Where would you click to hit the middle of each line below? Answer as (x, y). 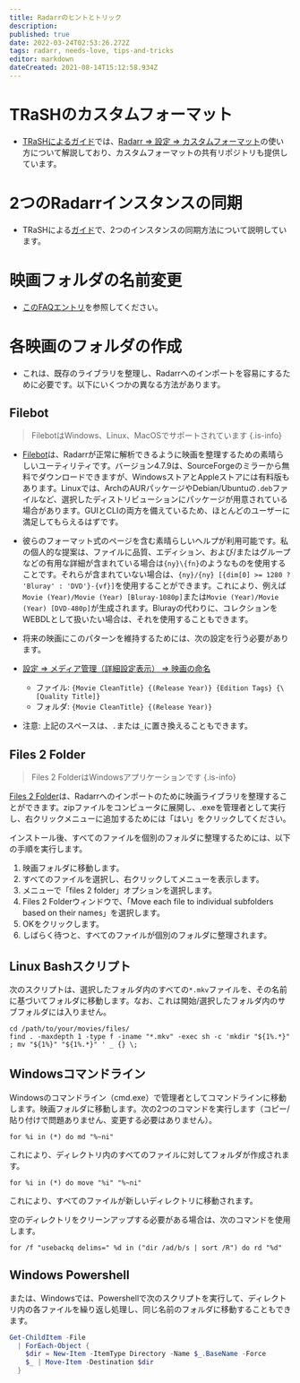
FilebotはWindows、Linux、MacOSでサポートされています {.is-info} (156, 436)
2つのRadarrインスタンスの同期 (126, 203)
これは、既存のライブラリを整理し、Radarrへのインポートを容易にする (152, 373)
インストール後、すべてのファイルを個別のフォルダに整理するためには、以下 (150, 838)
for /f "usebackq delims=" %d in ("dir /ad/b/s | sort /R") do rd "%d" (146, 1248)
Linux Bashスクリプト (70, 966)
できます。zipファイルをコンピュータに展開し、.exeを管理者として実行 (155, 808)
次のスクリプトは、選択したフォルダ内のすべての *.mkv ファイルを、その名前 (149, 990)
